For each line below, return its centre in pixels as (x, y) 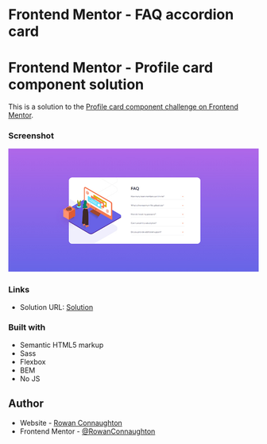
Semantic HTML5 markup (62, 345)
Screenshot (31, 136)
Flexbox (33, 361)
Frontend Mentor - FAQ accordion (121, 15)
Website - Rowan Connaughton (71, 423)
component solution (76, 85)
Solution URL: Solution (56, 307)
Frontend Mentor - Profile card (110, 68)
